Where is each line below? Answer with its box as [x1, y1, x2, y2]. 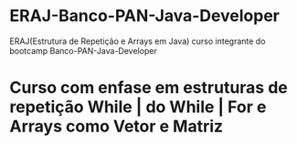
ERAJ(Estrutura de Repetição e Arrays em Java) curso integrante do [9, 36, 266, 47]
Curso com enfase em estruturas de [9, 78, 288, 98]
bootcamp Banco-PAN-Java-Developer [9, 45, 157, 56]
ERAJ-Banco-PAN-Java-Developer [9, 5, 281, 26]
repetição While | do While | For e [9, 97, 267, 118]
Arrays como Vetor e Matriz [9, 116, 224, 137]
